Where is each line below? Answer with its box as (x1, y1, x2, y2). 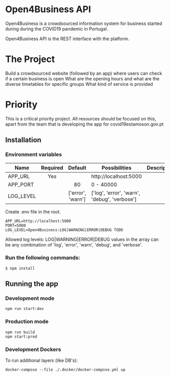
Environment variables (5, 151, 62, 158)
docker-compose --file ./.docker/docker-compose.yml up (5, 367, 125, 372)
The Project (5, 53, 55, 65)
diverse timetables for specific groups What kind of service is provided (5, 81, 153, 87)
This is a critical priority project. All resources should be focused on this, (5, 115, 156, 121)
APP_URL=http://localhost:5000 (5, 218, 71, 224)
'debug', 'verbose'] (91, 196, 137, 203)
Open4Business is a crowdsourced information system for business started (5, 20, 162, 26)
